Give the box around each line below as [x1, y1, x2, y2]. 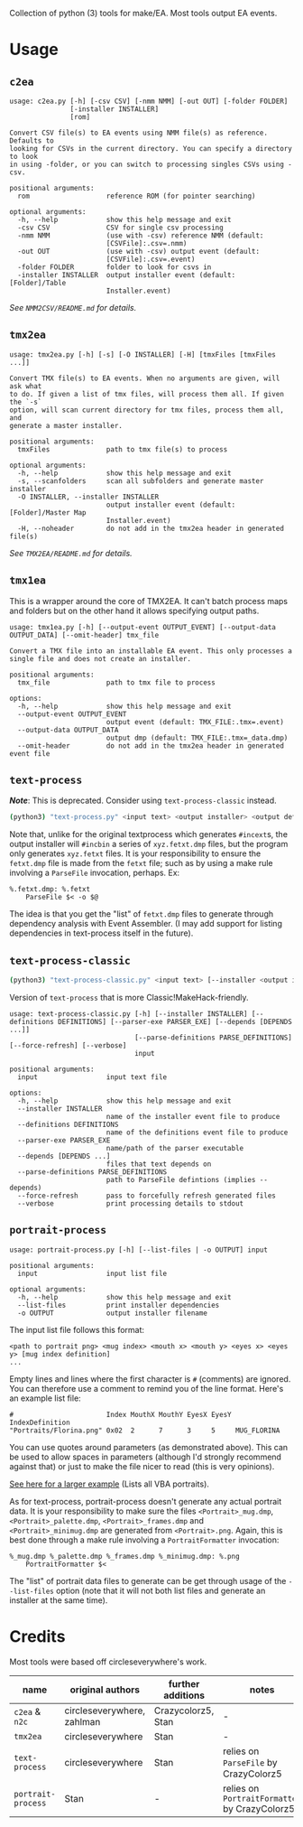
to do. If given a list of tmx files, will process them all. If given [9, 389, 284, 398]
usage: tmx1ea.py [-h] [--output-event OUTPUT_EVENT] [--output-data [9, 622, 277, 631]
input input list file [17, 1269, 168, 1278]
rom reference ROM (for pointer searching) [17, 191, 256, 200]
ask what [9, 381, 42, 391]
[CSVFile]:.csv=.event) [106, 255, 196, 264]
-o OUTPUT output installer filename [17, 1309, 207, 1318]
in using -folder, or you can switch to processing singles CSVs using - [9, 160, 293, 169]
